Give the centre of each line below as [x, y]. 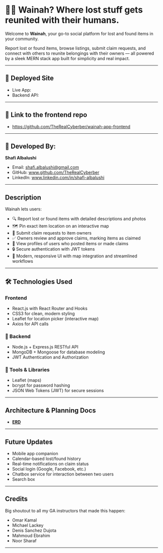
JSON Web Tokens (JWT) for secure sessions [58, 391]
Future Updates [29, 442]
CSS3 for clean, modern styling [43, 313]
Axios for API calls [30, 324]
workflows [23, 261]
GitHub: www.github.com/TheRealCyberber [56, 173]
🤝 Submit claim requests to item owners [52, 233]
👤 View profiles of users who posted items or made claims [70, 244]
